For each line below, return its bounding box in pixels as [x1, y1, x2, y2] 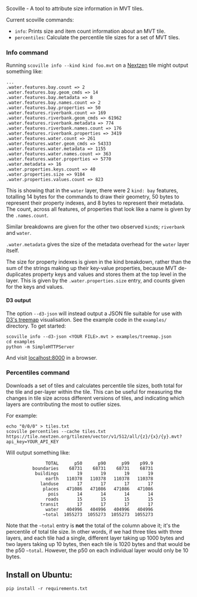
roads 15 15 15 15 [45, 496, 154, 502]
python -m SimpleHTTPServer [6, 344, 75, 350]
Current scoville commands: [6, 16, 74, 23]
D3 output [6, 296, 31, 303]
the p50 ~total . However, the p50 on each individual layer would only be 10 [6, 547, 189, 554]
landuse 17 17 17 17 [40, 480, 154, 487]
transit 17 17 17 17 [40, 501, 154, 507]
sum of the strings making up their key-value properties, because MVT [6, 265, 177, 272]
